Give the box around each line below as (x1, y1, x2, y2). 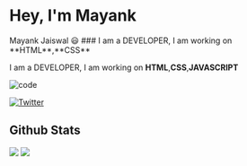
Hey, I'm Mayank (9, 5, 137, 26)
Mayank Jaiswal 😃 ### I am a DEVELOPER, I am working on (9, 35, 233, 46)
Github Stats (9, 123, 81, 138)
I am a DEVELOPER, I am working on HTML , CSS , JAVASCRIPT (9, 62, 239, 73)
